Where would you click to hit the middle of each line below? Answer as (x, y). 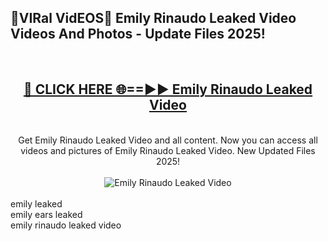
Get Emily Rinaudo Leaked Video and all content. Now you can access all (168, 140)
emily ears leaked (46, 214)
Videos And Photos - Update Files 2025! (138, 34)
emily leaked (36, 203)
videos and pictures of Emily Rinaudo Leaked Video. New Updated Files (168, 150)
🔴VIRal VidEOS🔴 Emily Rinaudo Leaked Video (153, 18)
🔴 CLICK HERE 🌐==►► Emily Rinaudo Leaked (168, 89)
